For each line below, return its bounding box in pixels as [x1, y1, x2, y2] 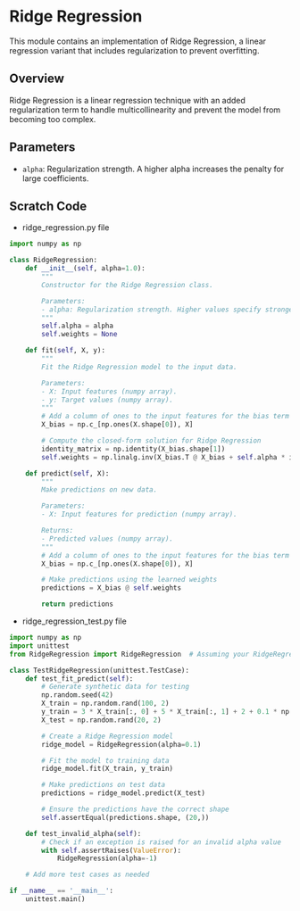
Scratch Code [9, 198, 87, 213]
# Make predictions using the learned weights [41, 576, 218, 584]
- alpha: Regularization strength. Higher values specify [41, 305, 262, 314]
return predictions [41, 600, 114, 609]
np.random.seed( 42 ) [41, 691, 114, 700]
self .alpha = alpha [41, 321, 114, 331]
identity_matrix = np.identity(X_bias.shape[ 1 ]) [41, 444, 226, 453]
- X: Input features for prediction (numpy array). [41, 510, 238, 519]
